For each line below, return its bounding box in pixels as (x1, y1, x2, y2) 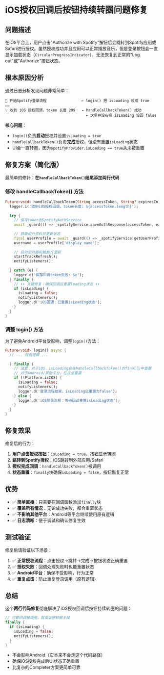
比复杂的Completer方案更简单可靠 (12, 664, 81, 670)
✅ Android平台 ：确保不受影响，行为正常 (12, 570, 94, 575)
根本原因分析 (5, 74, 44, 82)
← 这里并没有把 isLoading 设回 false (85, 113, 157, 118)
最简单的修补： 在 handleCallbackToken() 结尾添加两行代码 (5, 175, 120, 181)
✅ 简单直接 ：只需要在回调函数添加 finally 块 (12, 499, 101, 505)
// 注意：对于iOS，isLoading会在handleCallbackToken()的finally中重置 (14, 366, 152, 371)
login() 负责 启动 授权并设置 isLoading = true (12, 132, 102, 138)
